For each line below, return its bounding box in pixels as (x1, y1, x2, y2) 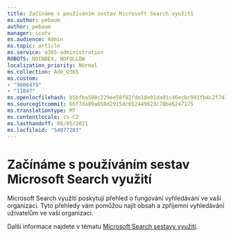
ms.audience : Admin (7, 36, 64, 43)
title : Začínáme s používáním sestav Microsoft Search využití (7, 10, 194, 17)
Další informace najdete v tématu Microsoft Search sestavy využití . (7, 222, 198, 231)
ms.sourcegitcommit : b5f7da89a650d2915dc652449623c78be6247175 (7, 101, 194, 108)
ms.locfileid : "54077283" (7, 126, 82, 133)
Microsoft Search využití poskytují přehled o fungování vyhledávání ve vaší (7, 194, 222, 202)
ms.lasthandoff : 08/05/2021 (7, 120, 89, 127)
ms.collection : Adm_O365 (7, 68, 79, 75)
